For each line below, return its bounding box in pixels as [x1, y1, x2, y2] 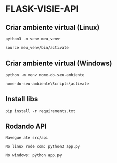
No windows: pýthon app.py [5, 153, 62, 158]
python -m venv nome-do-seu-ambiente [5, 72, 85, 77]
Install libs [5, 95, 38, 103]
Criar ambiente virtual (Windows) [5, 59, 112, 68]
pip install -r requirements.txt [5, 108, 76, 114]
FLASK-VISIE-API [5, 3, 79, 15]
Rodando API [5, 122, 47, 131]
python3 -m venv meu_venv [5, 36, 60, 41]
